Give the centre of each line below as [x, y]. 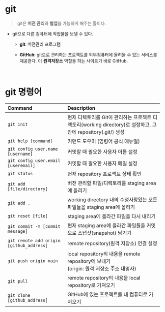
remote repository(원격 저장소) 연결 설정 [112, 243]
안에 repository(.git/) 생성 [96, 132]
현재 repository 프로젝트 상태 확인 [104, 174]
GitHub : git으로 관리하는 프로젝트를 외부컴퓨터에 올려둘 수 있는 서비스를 [88, 55]
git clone [19, 295]
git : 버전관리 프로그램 [40, 44]
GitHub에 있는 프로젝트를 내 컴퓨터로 [107, 294]
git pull [18, 281]
